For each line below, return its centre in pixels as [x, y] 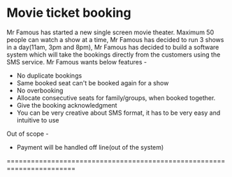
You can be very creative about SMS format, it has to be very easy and [118, 113]
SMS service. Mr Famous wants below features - [77, 62]
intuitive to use [38, 120]
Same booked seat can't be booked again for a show [93, 83]
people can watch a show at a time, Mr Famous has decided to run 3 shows [115, 39]
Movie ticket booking [69, 13]
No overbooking [40, 90]
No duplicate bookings [49, 76]
